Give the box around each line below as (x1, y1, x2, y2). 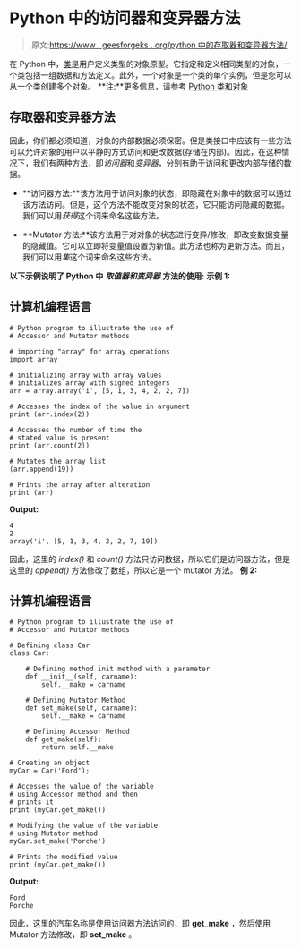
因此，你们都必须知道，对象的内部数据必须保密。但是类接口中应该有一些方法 (9, 135, 292, 146)
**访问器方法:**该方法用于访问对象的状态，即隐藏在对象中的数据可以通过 (21, 187, 292, 198)
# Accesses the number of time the (9, 425, 142, 434)
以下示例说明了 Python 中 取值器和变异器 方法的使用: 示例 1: (9, 270, 231, 281)
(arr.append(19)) (9, 465, 74, 474)
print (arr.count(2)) (9, 440, 90, 450)
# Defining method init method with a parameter (25, 664, 211, 674)
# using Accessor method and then (9, 790, 139, 799)
